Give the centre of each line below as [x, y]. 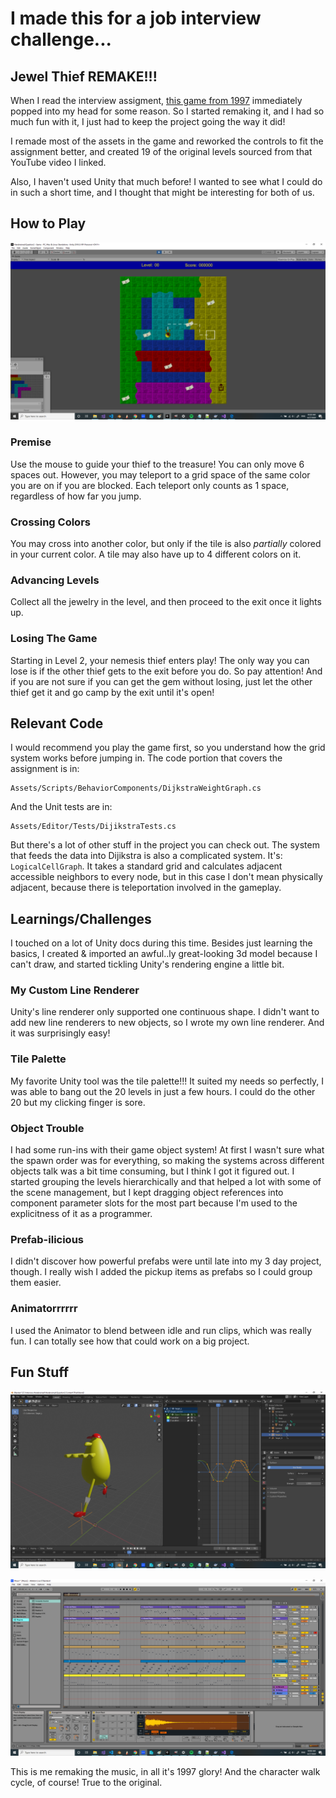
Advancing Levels [55, 580]
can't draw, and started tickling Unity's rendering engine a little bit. [147, 964]
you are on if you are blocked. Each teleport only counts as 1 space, [150, 485]
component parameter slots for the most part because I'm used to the [154, 1203]
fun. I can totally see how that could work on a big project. [130, 1341]
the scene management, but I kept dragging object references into [147, 1193]
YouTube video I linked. [58, 162]
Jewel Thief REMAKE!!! [84, 76]
